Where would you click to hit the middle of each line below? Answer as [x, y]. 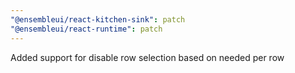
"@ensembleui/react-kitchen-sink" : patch [98, 19]
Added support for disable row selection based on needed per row [147, 57]
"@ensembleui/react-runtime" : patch [86, 29]
